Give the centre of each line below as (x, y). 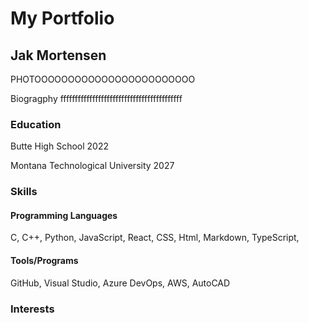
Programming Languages (64, 215)
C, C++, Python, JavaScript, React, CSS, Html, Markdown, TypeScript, (155, 238)
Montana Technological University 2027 (92, 166)
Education (36, 124)
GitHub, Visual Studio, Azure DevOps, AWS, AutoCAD (120, 283)
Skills (24, 192)
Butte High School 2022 (59, 146)
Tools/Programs (44, 261)
